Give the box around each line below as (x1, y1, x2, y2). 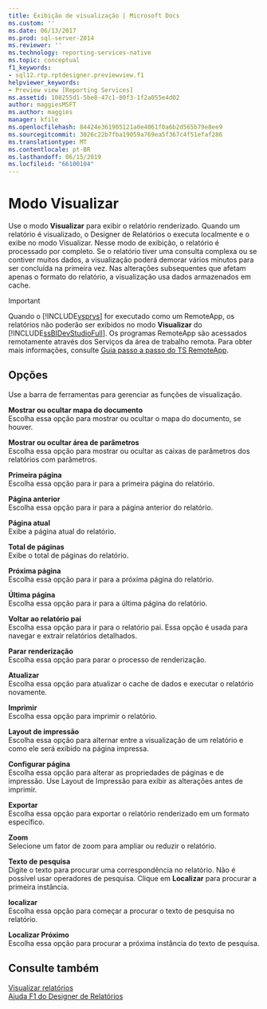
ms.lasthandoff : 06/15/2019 (8, 153, 102, 161)
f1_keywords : (8, 64, 52, 72)
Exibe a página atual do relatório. (8, 526, 116, 536)
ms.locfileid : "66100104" (8, 161, 94, 169)
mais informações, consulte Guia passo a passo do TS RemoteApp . (8, 345, 230, 356)
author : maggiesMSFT (8, 101, 77, 109)
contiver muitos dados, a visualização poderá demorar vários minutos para (8, 255, 254, 264)
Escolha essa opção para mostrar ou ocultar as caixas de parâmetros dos (8, 446, 250, 455)
